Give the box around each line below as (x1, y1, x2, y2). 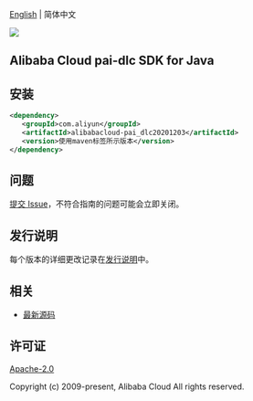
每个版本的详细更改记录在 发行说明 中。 (9, 254, 153, 265)
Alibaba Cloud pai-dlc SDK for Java (9, 53, 215, 69)
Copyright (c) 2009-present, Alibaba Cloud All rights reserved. (9, 381, 245, 392)
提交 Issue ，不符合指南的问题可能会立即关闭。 (9, 198, 184, 209)
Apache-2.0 (9, 363, 55, 374)
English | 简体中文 (9, 9, 77, 19)
